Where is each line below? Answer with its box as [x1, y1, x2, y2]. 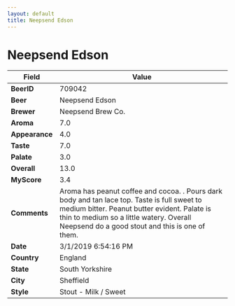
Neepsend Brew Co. [59, 106, 126, 116]
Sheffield [59, 276, 90, 286]
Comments [10, 208, 49, 218]
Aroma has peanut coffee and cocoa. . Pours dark [59, 186, 222, 196]
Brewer [10, 106, 36, 116]
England [59, 253, 87, 263]
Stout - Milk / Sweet [59, 287, 126, 297]
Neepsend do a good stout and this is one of [59, 221, 206, 231]
